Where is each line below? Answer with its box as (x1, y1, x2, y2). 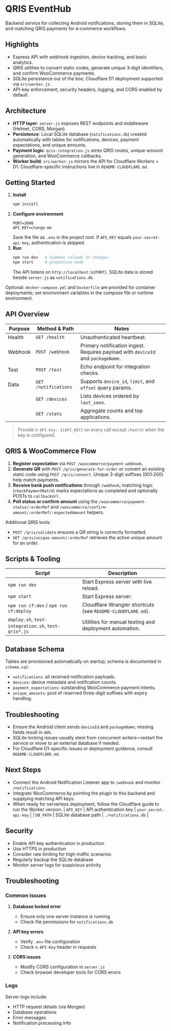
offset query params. (80, 384, 132, 391)
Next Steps (5, 765, 41, 774)
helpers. (87, 509, 104, 515)
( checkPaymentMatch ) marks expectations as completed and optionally (12, 487, 158, 493)
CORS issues (12, 954, 41, 960)
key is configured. (17, 432, 56, 438)
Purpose (9, 325, 30, 332)
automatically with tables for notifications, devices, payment (12, 136, 139, 142)
